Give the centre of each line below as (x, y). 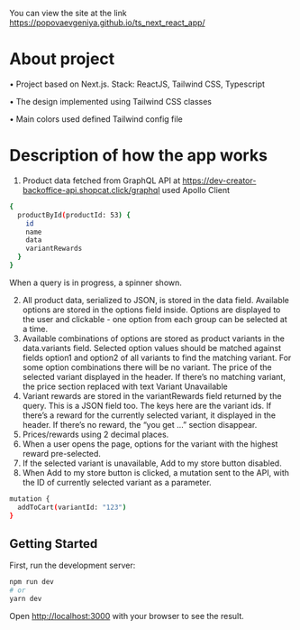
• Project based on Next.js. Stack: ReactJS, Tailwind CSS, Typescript (137, 84)
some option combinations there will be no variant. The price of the (147, 367)
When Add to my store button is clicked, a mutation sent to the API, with (156, 472)
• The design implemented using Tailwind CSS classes (110, 101)
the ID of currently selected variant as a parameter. (117, 482)
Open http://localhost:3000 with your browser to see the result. (127, 616)
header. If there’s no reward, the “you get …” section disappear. (140, 424)
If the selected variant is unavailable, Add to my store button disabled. (152, 463)
